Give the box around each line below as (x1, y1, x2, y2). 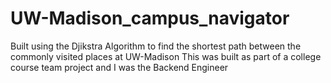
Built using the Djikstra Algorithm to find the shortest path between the (10, 40, 302, 52)
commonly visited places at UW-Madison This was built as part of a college (10, 50, 322, 62)
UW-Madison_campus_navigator (10, 7, 290, 30)
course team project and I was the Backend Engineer (10, 61, 229, 73)
